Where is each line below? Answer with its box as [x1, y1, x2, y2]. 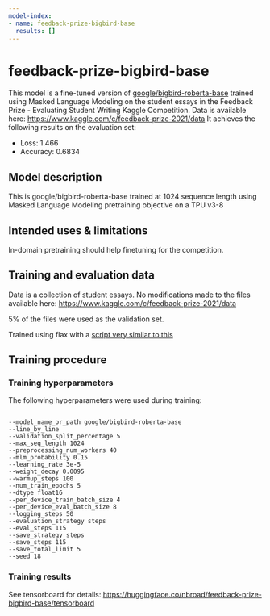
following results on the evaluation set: [8, 123, 137, 132]
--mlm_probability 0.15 [8, 454, 89, 462]
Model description [8, 170, 102, 184]
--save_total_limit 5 [8, 546, 81, 554]
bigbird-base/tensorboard [8, 598, 95, 608]
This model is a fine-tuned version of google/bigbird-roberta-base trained [8, 88, 254, 98]
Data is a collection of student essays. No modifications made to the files [8, 290, 251, 300]
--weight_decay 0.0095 [8, 467, 85, 476]
